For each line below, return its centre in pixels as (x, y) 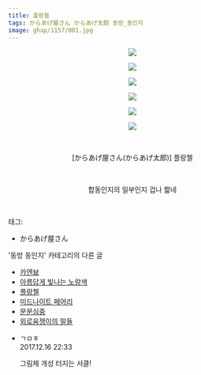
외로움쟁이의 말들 (46, 321)
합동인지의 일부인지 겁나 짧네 (132, 189)
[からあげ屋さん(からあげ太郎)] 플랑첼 (132, 158)
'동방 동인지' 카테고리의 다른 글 (56, 255)
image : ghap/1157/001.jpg (50, 30)
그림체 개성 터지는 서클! (56, 363)
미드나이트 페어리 (46, 302)
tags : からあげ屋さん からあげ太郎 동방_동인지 (76, 23)
